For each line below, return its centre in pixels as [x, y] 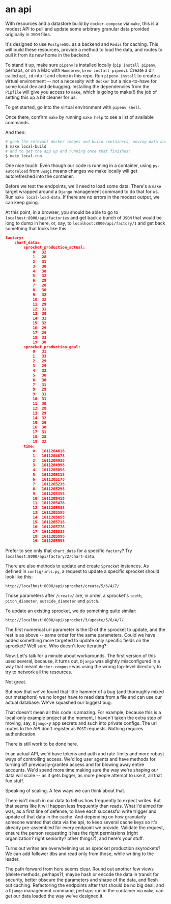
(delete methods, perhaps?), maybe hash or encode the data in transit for [82, 874]
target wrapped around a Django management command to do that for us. [82, 191]
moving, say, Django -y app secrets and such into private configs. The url [81, 723]
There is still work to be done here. [42, 744]
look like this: [19, 577]
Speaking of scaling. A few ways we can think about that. [65, 791]
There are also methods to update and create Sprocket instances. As [77, 566]
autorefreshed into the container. [40, 176]
